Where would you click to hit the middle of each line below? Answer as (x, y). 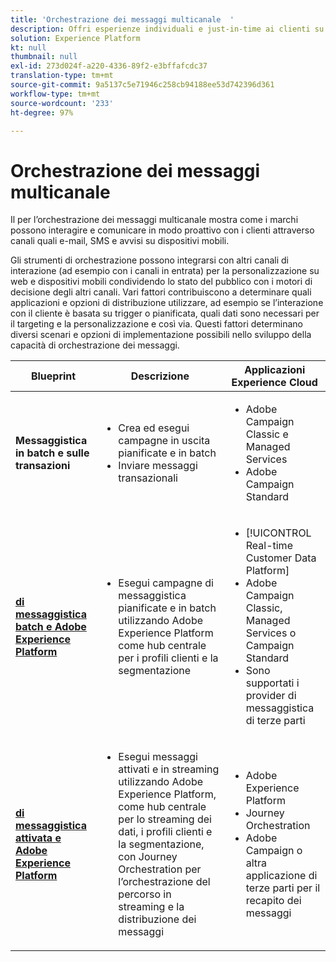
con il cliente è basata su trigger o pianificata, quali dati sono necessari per (165, 313)
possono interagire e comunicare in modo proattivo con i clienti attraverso (162, 230)
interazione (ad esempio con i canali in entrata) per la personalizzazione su (165, 271)
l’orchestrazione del (164, 882)
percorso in (145, 894)
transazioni (43, 466)
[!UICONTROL (278, 533)
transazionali (148, 478)
